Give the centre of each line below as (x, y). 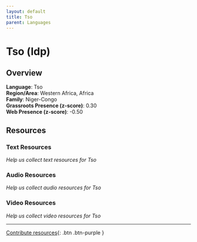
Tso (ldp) (28, 51)
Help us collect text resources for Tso (51, 160)
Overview (24, 73)
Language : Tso (24, 87)
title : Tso (19, 17)
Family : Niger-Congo (32, 100)
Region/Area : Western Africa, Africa (50, 93)
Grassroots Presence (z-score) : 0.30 (51, 105)
